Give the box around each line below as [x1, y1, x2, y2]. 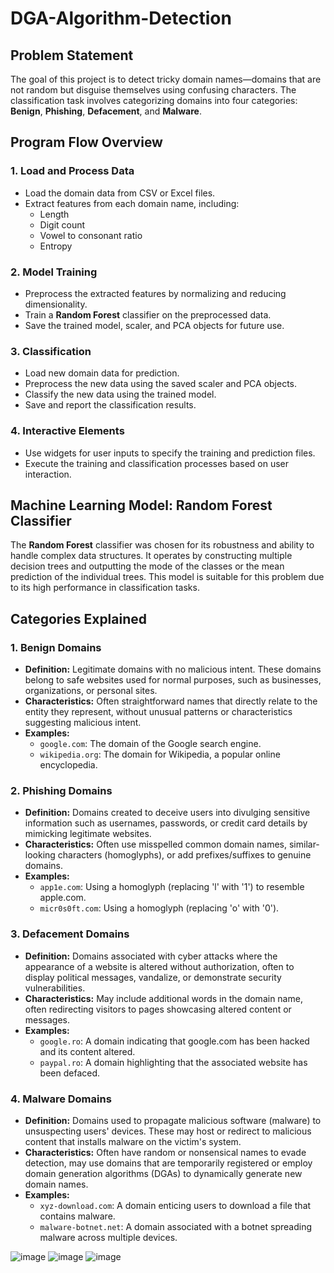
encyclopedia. [39, 759, 98, 771]
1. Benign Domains [10, 640, 102, 654]
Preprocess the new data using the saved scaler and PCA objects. [24, 378, 298, 390]
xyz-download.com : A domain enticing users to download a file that [39, 1199, 312, 1211]
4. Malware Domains [10, 1092, 112, 1106]
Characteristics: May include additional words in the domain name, [24, 992, 303, 1004]
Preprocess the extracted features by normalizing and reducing [24, 287, 287, 299]
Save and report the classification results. [24, 399, 197, 411]
